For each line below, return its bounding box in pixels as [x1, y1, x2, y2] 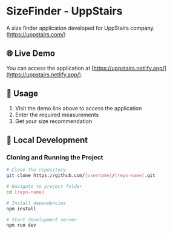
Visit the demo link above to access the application [15, 104, 142, 112]
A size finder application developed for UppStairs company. [6, 24, 155, 32]
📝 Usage [6, 89, 38, 99]
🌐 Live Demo [6, 48, 56, 59]
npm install [6, 206, 36, 212]
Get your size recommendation [15, 117, 93, 125]
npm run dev [6, 222, 36, 229]
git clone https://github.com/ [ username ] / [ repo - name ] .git [6, 173, 155, 179]
